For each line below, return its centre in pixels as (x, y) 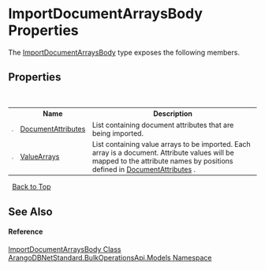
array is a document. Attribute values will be (163, 152)
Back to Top (31, 187)
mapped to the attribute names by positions (162, 161)
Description (173, 114)
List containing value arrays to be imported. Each (171, 144)
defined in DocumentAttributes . (144, 169)
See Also (30, 211)
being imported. (118, 133)
